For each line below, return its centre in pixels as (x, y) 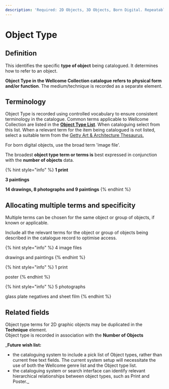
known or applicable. (27, 223)
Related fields (27, 312)
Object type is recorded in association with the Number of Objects (74, 335)
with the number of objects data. (40, 160)
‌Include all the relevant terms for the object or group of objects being (77, 233)
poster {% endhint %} (28, 277)
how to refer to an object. (31, 71)
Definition (21, 53)
